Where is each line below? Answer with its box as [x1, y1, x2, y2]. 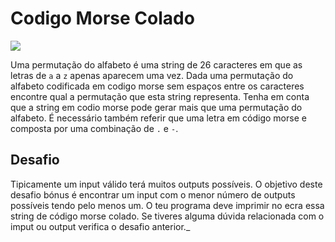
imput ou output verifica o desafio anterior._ [10, 220, 191, 232]
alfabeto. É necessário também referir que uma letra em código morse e [10, 112, 307, 124]
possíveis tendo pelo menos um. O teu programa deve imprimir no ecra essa [10, 199, 325, 211]
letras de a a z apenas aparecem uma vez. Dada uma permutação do [10, 69, 294, 81]
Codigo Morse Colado [10, 7, 195, 30]
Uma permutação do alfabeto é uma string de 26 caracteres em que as [10, 58, 303, 71]
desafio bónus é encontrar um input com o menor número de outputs [10, 188, 296, 201]
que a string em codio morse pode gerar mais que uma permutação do [10, 101, 303, 113]
